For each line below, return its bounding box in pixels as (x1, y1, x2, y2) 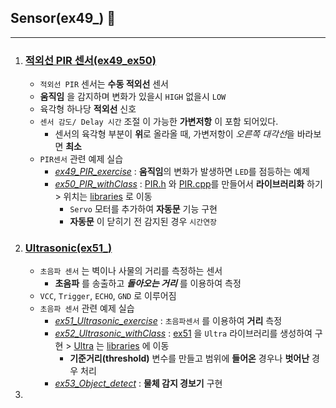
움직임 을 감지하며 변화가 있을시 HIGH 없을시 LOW (39, 91, 227, 103)
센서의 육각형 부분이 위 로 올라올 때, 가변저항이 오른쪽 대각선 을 (54, 128, 295, 140)
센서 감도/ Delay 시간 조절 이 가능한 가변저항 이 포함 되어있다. (39, 116, 279, 128)
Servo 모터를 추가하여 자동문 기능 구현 (69, 203, 218, 215)
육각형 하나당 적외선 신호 (39, 103, 137, 115)
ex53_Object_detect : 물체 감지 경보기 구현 (54, 377, 223, 390)
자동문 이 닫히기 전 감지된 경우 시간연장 (69, 216, 218, 228)
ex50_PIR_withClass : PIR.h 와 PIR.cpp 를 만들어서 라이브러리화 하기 (54, 178, 323, 190)
